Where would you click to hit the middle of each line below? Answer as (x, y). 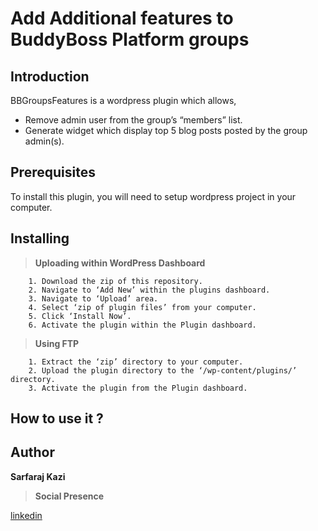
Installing (40, 238)
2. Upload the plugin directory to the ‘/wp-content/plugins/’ (163, 370)
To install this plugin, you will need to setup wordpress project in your (153, 196)
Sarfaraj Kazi (38, 476)
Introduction (50, 76)
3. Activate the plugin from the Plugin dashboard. (138, 388)
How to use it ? (57, 418)
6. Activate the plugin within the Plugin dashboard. (142, 325)
